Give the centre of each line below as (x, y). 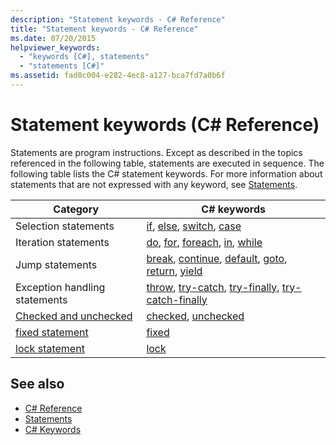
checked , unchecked (195, 316)
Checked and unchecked (74, 316)
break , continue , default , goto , (217, 258)
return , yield (174, 271)
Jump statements (56, 264)
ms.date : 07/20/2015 (53, 38)
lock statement (50, 348)
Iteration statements (62, 242)
